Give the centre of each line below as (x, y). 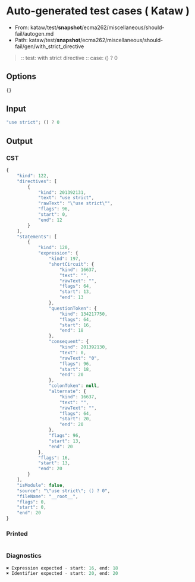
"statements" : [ (37, 237)
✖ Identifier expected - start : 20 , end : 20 (62, 574)
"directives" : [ (37, 181)
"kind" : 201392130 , (84, 347)
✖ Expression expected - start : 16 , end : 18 (62, 568)
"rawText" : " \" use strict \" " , (75, 203)
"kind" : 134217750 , (84, 314)
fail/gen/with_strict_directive (49, 46)
